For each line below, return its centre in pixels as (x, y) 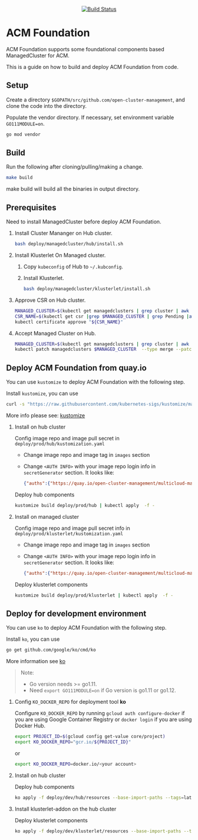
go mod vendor (24, 134)
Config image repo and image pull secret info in (72, 528)
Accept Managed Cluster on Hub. (55, 333)
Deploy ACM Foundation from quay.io (77, 368)
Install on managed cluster (47, 516)
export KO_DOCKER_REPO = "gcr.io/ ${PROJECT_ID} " (73, 742)
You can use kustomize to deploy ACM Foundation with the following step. (96, 382)
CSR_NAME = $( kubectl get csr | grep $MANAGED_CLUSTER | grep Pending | (102, 316)
